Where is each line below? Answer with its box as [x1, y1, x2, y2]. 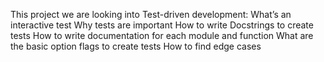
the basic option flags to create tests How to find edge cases [10, 40, 262, 52]
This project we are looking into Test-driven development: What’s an [10, 9, 292, 20]
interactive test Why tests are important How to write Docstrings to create [10, 19, 314, 31]
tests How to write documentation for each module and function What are [10, 30, 314, 41]
